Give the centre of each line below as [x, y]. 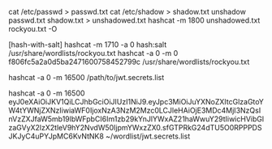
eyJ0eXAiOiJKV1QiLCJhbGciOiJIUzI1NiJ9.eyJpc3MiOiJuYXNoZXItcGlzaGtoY [136, 102]
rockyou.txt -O [33, 29]
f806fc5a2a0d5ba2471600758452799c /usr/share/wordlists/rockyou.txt [129, 62]
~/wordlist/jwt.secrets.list [148, 136]
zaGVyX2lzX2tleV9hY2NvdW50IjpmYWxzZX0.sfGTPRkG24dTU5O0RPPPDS [135, 128]
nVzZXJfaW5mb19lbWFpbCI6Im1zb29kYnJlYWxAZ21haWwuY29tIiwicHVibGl [136, 119]
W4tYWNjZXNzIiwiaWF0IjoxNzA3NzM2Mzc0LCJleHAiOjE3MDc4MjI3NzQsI [135, 110]
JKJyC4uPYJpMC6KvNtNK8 [56, 136]
